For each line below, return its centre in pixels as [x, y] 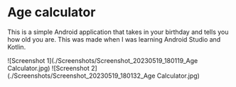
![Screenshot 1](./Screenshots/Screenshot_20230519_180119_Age [103, 60]
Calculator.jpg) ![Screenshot [49, 68]
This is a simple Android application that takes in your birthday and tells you [118, 32]
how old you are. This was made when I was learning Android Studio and [114, 39]
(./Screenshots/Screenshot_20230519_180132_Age [81, 76]
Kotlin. [17, 47]
